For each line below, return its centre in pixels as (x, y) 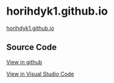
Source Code (31, 47)
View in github (24, 62)
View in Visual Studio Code (40, 74)
